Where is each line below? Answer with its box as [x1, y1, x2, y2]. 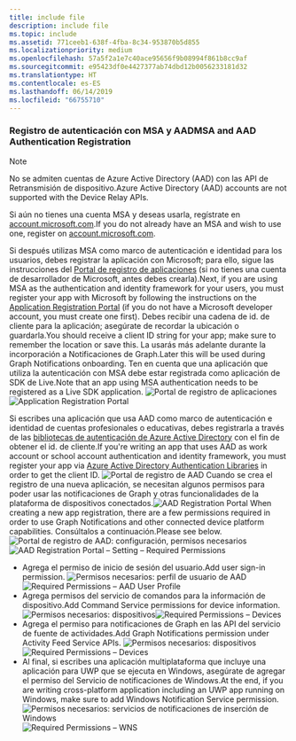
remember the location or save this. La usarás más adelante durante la [9, 339, 266, 350]
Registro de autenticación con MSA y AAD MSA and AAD [9, 125, 257, 137]
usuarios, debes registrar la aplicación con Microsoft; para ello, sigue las [9, 254, 275, 265]
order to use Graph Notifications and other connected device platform [9, 516, 265, 527]
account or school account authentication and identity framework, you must [9, 450, 286, 461]
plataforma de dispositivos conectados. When [9, 497, 272, 508]
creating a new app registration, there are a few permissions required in [9, 507, 271, 518]
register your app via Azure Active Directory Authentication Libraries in [9, 460, 268, 471]
